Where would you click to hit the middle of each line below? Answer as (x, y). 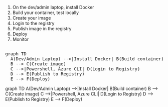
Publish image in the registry (42, 29)
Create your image (32, 18)
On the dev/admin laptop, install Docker (53, 7)
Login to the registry (33, 23)
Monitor (21, 39)
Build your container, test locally (46, 13)
